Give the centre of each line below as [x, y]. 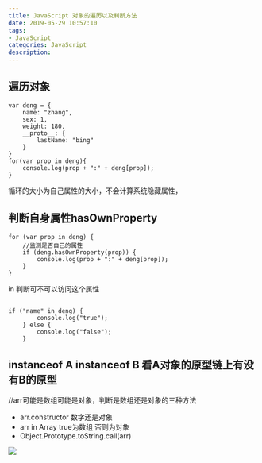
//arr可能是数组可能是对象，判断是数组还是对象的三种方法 [102, 400]
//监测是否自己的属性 [53, 245]
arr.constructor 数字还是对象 [66, 417]
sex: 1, [35, 119]
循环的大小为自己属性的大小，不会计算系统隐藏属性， [95, 191]
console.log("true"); [73, 318]
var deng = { [30, 105]
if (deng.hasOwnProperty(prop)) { [79, 252]
